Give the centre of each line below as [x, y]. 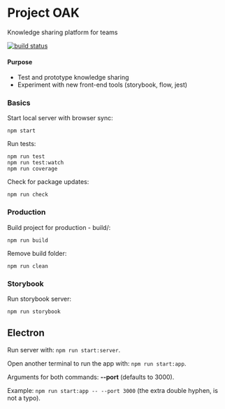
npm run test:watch [36, 163]
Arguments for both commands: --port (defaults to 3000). [91, 377]
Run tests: [22, 144]
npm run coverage [32, 169]
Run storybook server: [39, 299]
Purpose [20, 62]
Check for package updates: [48, 182]
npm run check [28, 195]
